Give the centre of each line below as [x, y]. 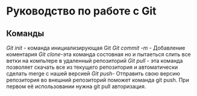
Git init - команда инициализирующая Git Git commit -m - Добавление [96, 48]
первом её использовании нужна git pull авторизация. [76, 86]
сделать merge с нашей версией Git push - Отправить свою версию [93, 73]
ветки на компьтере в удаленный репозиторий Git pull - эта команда [95, 61]
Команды [25, 34]
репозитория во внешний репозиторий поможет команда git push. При [98, 80]
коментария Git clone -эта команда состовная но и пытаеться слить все [98, 54]
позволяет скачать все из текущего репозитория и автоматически [92, 67]
